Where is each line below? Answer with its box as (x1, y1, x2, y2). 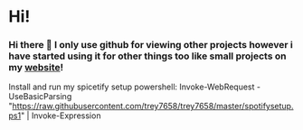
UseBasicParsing (8, 91, 72, 102)
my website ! (8, 61, 64, 74)
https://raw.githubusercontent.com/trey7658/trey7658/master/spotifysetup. (12, 101, 294, 112)
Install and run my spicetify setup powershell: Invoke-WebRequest (8, 81, 255, 92)
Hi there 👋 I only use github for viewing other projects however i (8, 39, 293, 51)
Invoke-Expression (31, 110, 101, 121)
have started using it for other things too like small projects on (8, 50, 287, 62)
